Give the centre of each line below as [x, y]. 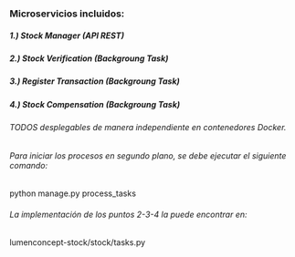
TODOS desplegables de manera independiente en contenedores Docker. [148, 128]
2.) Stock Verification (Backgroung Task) [89, 58]
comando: [29, 165]
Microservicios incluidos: [67, 14]
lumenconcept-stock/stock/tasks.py [78, 242]
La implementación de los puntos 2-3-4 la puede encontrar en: [129, 214]
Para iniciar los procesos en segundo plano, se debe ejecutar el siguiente [148, 155]
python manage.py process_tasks [73, 193]
